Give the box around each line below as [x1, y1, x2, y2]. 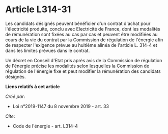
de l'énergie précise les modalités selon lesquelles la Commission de [5, 63, 150, 69]
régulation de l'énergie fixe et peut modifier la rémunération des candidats [5, 68, 161, 74]
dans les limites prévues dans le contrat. [5, 47, 90, 53]
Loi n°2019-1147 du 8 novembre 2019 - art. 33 [12, 103, 109, 109]
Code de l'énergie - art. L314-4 [12, 123, 78, 129]
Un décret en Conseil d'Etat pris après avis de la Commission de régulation [5, 57, 162, 63]
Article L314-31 [5, 4, 71, 15]
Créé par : [5, 93, 25, 99]
